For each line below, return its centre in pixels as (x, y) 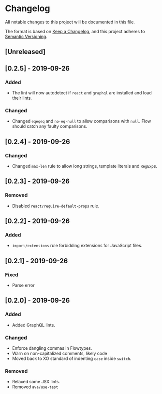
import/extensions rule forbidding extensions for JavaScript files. (77, 246)
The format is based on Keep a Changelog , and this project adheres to (75, 31)
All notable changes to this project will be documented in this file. (70, 22)
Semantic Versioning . (26, 36)
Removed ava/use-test (35, 387)
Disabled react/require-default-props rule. (56, 206)
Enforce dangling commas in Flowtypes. (52, 348)
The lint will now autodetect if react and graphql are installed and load (82, 93)
